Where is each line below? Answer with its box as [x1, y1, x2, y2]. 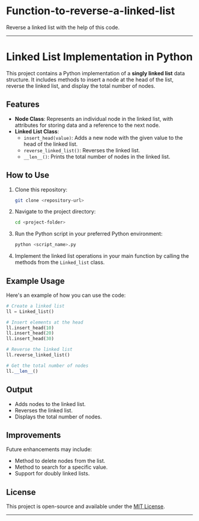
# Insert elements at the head [6, 319, 84, 325]
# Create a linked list [6, 303, 65, 309]
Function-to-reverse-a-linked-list [6, 4, 175, 18]
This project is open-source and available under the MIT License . [6, 503, 165, 510]
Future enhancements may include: [6, 446, 92, 453]
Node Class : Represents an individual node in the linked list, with [14, 115, 174, 122]
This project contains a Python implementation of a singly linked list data [6, 69, 185, 76]
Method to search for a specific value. [14, 464, 108, 471]
